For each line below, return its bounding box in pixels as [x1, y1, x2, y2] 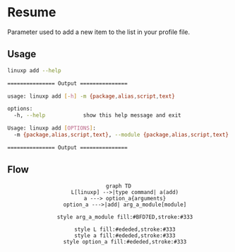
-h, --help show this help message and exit [13, 112, 181, 119]
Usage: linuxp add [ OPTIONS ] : [7, 125, 97, 132]
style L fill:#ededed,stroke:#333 [73, 226, 176, 233]
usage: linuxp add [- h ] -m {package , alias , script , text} [7, 93, 175, 100]
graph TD [105, 182, 132, 190]
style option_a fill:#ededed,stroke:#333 [63, 238, 187, 245]
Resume [7, 4, 56, 21]
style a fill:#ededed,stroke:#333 [73, 231, 176, 239]
